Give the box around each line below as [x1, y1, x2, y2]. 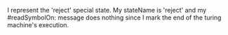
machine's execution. [7, 21, 69, 29]
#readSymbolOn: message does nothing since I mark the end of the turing [7, 13, 222, 22]
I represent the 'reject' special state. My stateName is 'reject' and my [7, 6, 207, 14]
